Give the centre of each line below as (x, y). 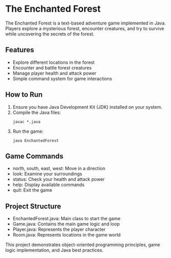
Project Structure (33, 206)
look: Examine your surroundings (47, 174)
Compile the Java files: (37, 112)
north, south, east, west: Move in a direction (59, 169)
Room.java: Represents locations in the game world (67, 235)
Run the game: (28, 131)
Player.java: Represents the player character (59, 229)
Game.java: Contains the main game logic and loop (66, 224)
